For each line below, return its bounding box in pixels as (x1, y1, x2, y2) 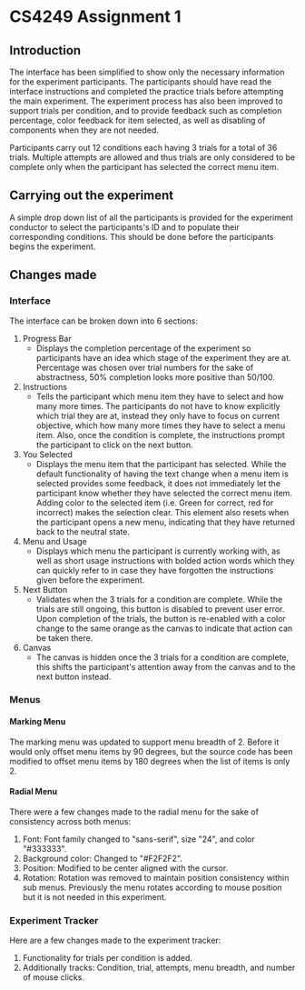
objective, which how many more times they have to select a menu (35, 420, 286, 431)
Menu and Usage (22, 535, 88, 546)
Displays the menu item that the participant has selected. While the (35, 458, 288, 469)
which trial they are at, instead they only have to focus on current (35, 410, 280, 421)
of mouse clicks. (22, 972, 84, 983)
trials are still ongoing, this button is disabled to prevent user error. (35, 603, 285, 615)
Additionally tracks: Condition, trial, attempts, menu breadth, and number (22, 962, 296, 974)
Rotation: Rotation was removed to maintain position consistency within (22, 872, 290, 883)
